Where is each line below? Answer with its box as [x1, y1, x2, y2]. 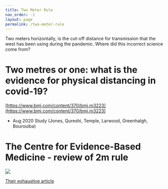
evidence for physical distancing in [5, 75, 156, 86]
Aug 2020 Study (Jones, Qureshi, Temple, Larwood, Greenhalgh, [12, 118, 148, 124]
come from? [5, 46, 30, 52]
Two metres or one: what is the [5, 64, 138, 76]
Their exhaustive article [5, 178, 54, 184]
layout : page [5, 17, 33, 22]
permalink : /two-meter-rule [5, 21, 65, 27]
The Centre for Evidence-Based [5, 141, 141, 152]
